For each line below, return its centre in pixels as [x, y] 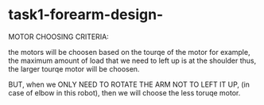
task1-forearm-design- [86, 15]
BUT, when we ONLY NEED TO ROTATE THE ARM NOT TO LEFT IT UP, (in [129, 84]
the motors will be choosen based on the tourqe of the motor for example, [129, 52]
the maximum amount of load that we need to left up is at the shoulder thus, [132, 60]
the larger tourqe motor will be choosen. [74, 68]
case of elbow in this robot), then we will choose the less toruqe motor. [124, 92]
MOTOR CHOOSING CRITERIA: [58, 37]
